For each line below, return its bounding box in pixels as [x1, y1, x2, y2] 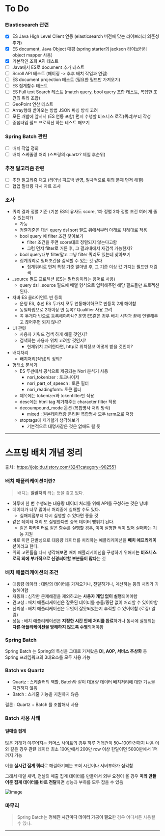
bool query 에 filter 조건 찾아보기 [19, 233, 83, 239]
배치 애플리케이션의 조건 [5, 569, 59, 576]
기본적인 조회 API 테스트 [12, 58, 59, 64]
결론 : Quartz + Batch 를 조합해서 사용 [5, 701, 79, 707]
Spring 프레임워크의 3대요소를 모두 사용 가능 [5, 654, 91, 660]
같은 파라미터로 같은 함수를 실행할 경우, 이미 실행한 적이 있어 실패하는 [19, 525, 152, 531]
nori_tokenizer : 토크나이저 [27, 374, 80, 380]
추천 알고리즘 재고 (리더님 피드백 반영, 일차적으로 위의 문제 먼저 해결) [12, 177, 144, 183]
